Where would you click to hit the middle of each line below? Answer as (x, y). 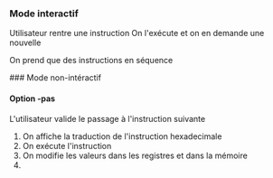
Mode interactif (44, 14)
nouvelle (25, 42)
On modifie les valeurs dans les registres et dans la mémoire (135, 155)
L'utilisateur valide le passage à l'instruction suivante (108, 118)
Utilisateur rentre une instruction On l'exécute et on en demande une (137, 33)
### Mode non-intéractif (56, 78)
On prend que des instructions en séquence (91, 61)
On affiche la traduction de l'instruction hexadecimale (122, 136)
